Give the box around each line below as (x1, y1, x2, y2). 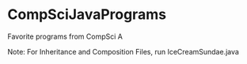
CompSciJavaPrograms (7, 6, 167, 24)
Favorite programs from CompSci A (7, 32, 123, 41)
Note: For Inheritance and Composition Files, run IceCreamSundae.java (7, 47, 239, 56)
